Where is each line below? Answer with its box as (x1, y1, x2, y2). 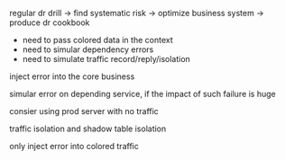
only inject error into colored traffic (9, 141, 140, 151)
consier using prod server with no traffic (9, 106, 160, 116)
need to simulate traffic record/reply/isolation (22, 54, 191, 64)
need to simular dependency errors (22, 44, 154, 55)
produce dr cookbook (9, 17, 90, 28)
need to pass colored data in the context (22, 35, 173, 45)
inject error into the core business (9, 71, 135, 82)
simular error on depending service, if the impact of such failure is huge (9, 89, 277, 99)
